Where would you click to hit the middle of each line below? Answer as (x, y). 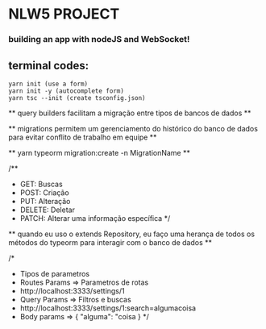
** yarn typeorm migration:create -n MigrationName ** (100, 152)
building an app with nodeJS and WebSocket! (99, 40)
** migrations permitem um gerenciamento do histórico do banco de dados (133, 128)
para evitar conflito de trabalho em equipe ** (83, 137)
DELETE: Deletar (47, 210)
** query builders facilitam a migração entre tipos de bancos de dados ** (130, 113)
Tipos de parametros (55, 273)
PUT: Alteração (45, 201)
